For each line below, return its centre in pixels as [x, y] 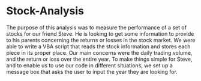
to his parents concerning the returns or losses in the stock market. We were [101, 40]
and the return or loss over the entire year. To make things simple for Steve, [100, 59]
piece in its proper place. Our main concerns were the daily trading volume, [99, 52]
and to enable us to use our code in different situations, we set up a [89, 65]
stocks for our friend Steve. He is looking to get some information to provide [100, 33]
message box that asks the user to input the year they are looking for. [92, 71]
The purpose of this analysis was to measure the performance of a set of [97, 27]
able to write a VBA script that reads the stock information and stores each [98, 46]
